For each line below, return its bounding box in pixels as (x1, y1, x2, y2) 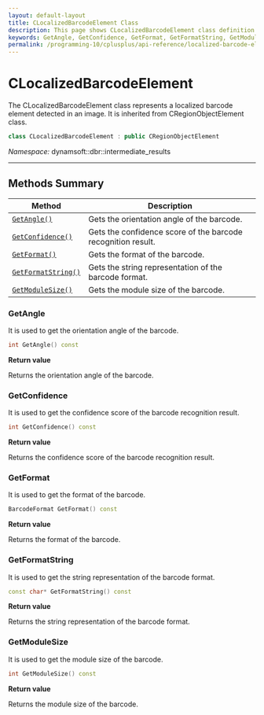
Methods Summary (8, 177, 104, 190)
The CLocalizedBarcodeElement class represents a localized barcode (8, 101, 233, 110)
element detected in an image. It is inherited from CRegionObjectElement (8, 109, 244, 119)
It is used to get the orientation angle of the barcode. (8, 326, 179, 335)
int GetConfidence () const (8, 423, 97, 431)
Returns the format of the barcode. (8, 535, 121, 544)
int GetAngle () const (8, 341, 79, 349)
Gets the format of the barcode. (88, 249, 205, 260)
